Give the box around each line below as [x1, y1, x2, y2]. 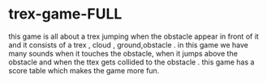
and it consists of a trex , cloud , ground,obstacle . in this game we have [8, 39, 249, 49]
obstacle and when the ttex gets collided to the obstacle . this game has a [8, 57, 255, 67]
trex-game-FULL [8, 5, 123, 23]
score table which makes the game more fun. [8, 65, 160, 75]
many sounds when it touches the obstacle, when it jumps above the [8, 48, 238, 58]
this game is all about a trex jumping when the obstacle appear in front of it [8, 31, 260, 41]
